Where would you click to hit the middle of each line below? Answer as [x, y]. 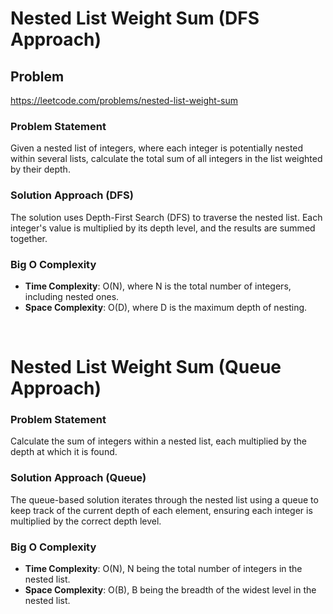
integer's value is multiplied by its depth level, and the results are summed [163, 228]
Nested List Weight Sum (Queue [146, 367]
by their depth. [40, 169]
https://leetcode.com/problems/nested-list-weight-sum [124, 100]
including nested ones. [72, 296]
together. [29, 238]
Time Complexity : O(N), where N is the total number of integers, [158, 286]
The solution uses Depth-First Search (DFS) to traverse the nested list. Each [166, 217]
